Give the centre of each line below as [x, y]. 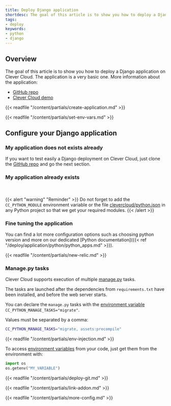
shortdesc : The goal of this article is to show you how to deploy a [81, 15]
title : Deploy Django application [42, 10]
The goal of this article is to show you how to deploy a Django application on [85, 71]
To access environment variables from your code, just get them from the [81, 349]
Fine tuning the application [39, 223]
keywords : [16, 29]
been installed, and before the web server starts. [56, 295]
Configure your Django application [61, 133]
